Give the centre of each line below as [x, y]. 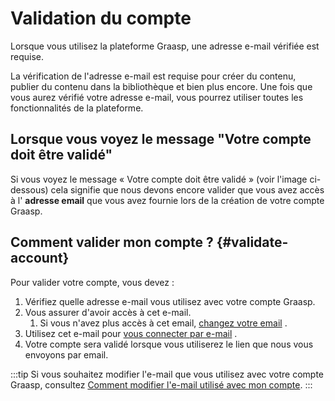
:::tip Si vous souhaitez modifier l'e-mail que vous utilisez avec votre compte [167, 374]
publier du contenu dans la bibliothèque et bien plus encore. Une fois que [161, 86]
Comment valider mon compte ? [112, 242]
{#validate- [252, 242]
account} [40, 258]
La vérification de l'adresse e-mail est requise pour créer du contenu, [153, 76]
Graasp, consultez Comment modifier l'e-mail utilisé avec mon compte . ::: [161, 384]
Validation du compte [101, 18]
